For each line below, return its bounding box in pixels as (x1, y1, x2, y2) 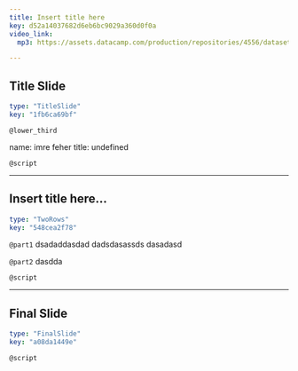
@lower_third (9, 126, 58, 135)
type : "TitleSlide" (9, 102, 82, 111)
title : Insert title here (9, 12, 105, 22)
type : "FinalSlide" (9, 329, 82, 338)
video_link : (9, 29, 53, 38)
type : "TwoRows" (9, 215, 69, 224)
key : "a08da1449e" (9, 338, 77, 347)
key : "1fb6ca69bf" (9, 110, 77, 119)
